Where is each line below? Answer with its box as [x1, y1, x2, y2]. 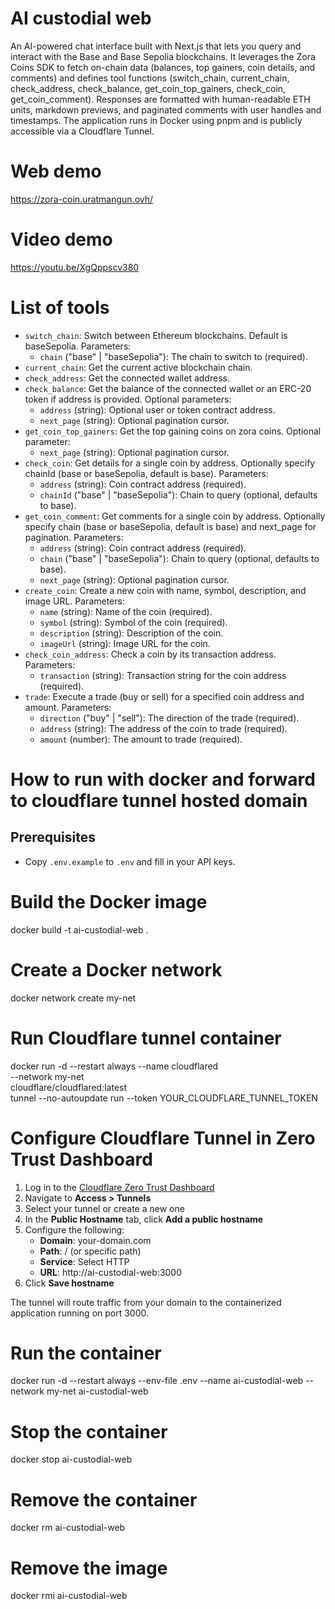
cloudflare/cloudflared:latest [10, 1081, 128, 1093]
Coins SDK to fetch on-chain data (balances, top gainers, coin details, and [10, 61, 316, 73]
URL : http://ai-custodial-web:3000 [39, 1266, 183, 1278]
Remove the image [10, 1557, 168, 1579]
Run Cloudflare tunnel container [10, 1027, 282, 1049]
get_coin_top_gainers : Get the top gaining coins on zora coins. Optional [24, 425, 322, 437]
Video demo [10, 228, 113, 251]
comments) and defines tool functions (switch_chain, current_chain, [10, 72, 290, 84]
